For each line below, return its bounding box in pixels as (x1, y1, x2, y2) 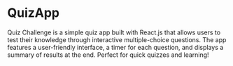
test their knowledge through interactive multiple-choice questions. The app (7, 35, 227, 44)
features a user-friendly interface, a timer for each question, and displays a (7, 43, 224, 51)
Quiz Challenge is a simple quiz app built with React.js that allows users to (7, 28, 221, 37)
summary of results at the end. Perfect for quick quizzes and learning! (7, 51, 209, 59)
